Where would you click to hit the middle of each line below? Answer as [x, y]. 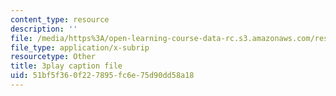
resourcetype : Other [53, 57]
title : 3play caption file [66, 66]
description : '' [44, 29]
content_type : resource [60, 19]
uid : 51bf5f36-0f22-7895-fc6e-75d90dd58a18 [102, 76]
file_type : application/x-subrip [80, 47]
